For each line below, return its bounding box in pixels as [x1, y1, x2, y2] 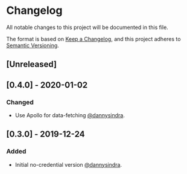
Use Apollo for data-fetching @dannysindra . [14, 112, 125, 119]
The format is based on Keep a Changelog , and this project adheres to [6, 35, 181, 42]
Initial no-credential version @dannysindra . [14, 161, 122, 168]
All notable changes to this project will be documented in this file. [6, 24, 169, 31]
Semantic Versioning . [6, 42, 59, 49]
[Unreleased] [6, 59, 57, 69]
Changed [6, 98, 34, 106]
